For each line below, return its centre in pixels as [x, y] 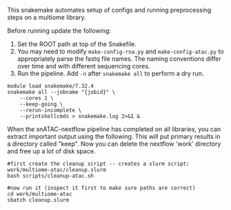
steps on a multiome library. [47, 17]
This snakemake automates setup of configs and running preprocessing [109, 10]
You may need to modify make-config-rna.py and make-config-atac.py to [120, 51]
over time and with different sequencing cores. [83, 66]
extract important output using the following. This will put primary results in [114, 136]
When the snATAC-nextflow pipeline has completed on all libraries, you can [114, 129]
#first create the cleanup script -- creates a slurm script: [98, 164]
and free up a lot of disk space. [51, 151]
